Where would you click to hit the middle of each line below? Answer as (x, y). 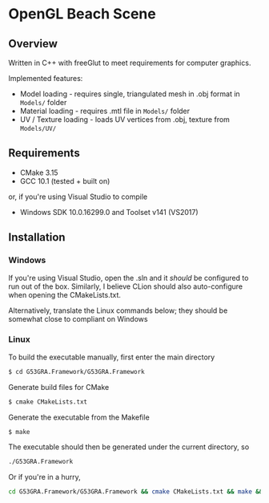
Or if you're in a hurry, (45, 477)
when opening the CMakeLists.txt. (65, 294)
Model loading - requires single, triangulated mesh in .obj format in (130, 94)
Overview (33, 44)
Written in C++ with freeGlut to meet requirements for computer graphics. (130, 63)
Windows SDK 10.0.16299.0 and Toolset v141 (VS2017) (109, 212)
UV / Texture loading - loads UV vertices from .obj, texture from (125, 120)
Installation (37, 237)
